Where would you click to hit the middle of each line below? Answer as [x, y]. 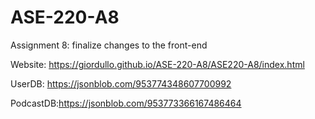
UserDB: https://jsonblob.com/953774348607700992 [121, 83]
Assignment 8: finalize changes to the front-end [109, 45]
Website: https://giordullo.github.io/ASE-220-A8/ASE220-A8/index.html [157, 64]
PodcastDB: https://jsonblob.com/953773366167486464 [126, 103]
